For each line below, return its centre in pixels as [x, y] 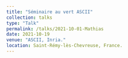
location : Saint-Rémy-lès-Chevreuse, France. [64, 46]
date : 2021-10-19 [28, 34]
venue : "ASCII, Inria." [36, 40]
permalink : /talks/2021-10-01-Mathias [55, 29]
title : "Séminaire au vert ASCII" [50, 12]
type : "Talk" [23, 23]
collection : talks [29, 18]
